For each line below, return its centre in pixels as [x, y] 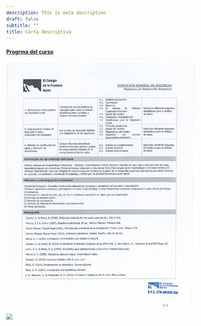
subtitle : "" [23, 25]
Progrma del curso [30, 52]
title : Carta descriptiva [39, 32]
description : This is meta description [56, 13]
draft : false [23, 19]
